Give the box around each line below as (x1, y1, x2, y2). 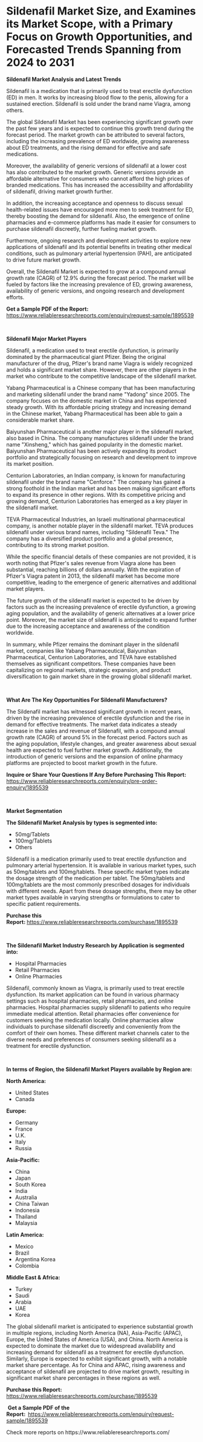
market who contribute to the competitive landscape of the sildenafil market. (6, 372, 197, 380)
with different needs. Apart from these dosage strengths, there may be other (6, 887, 197, 894)
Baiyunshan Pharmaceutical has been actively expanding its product (6, 447, 177, 454)
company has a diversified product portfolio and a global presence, (6, 535, 174, 542)
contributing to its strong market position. (6, 541, 109, 548)
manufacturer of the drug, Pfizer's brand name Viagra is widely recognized (6, 360, 193, 367)
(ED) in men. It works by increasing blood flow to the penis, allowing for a (6, 94, 188, 101)
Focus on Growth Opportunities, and (6, 30, 193, 44)
